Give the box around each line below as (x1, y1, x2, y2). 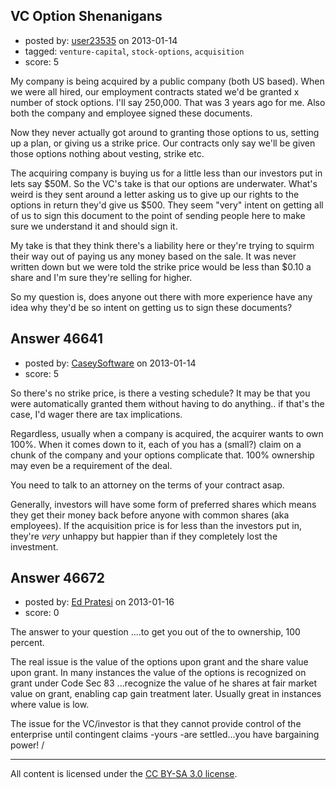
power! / (10, 739, 45, 751)
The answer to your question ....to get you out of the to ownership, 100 (10, 626, 301, 638)
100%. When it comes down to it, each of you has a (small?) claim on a (10, 438, 302, 450)
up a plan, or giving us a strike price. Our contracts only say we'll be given (10, 137, 316, 149)
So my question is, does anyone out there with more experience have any (10, 290, 313, 303)
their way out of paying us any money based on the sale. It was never (10, 250, 297, 262)
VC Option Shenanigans (10, 8, 163, 25)
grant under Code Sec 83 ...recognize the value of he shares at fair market (10, 677, 318, 689)
